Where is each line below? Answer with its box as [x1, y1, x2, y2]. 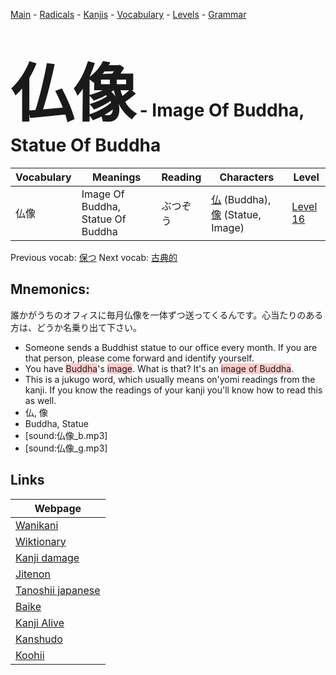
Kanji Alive [15, 615, 65, 629]
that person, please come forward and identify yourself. [24, 352, 255, 364]
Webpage [34, 501, 82, 515]
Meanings [91, 170, 142, 184]
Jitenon [15, 567, 51, 581]
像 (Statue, [211, 207, 262, 221]
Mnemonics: [10, 281, 91, 298]
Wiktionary [15, 534, 67, 548]
